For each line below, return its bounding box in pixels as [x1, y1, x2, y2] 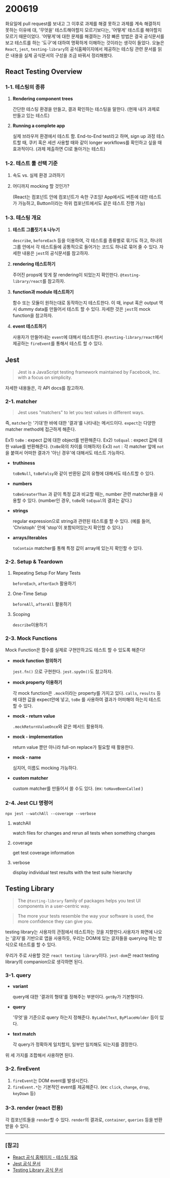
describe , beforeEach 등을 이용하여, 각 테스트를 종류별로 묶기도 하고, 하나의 [12, 238, 163, 244]
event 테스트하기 [12, 323, 47, 330]
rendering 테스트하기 [12, 261, 56, 267]
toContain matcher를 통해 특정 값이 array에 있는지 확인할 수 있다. [12, 545, 143, 551]
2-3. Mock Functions [5, 634, 58, 641]
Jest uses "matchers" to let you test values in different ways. [17, 409, 145, 416]
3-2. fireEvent [5, 1065, 40, 1072]
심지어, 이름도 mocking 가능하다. [12, 764, 78, 771]
